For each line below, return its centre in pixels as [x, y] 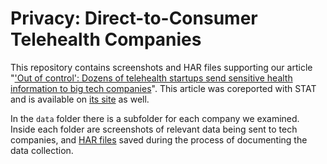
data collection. [42, 150]
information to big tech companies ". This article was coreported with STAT [163, 88]
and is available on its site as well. [80, 99]
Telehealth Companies [106, 39]
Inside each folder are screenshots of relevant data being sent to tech [154, 129]
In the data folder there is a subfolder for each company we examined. [155, 118]
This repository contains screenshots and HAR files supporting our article [161, 67]
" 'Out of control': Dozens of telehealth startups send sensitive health [151, 78]
